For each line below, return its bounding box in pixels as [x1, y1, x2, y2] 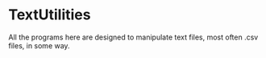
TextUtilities [8, 6, 91, 24]
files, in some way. [8, 40, 70, 50]
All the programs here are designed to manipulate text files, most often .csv [8, 32, 259, 42]
